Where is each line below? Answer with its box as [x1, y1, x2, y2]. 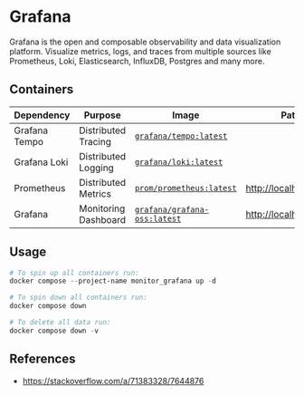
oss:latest [134, 213, 182, 224]
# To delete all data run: [9, 318, 111, 327]
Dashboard [79, 213, 127, 226]
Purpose [83, 109, 121, 121]
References [9, 352, 76, 367]
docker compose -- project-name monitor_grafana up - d [9, 276, 217, 286]
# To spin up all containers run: [9, 268, 140, 277]
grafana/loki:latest [134, 157, 223, 167]
